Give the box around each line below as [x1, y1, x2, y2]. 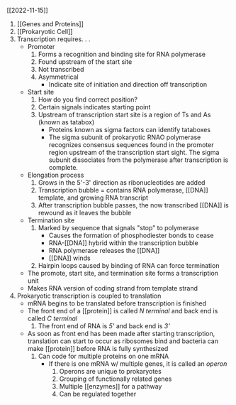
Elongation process [27, 171, 84, 179]
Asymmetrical [38, 72, 79, 81]
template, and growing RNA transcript [38, 193, 149, 202]
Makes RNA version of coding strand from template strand [27, 284, 198, 292]
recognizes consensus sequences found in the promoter [48, 141, 214, 148]
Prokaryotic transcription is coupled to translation [16, 291, 162, 300]
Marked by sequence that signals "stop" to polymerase [38, 224, 199, 232]
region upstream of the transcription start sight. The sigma [48, 148, 220, 156]
